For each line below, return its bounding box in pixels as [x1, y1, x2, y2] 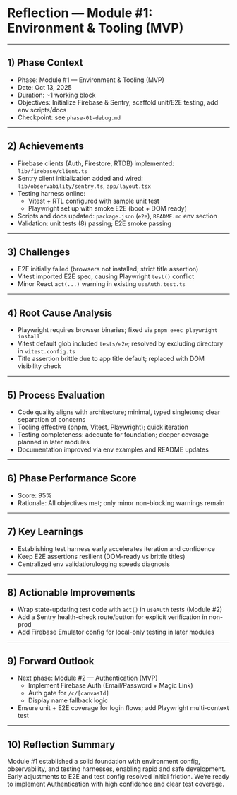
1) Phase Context [7, 57, 83, 69]
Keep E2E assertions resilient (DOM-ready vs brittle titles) [17, 552, 186, 560]
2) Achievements [7, 140, 85, 153]
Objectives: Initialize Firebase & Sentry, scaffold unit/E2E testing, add [17, 98, 219, 107]
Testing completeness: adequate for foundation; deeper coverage [17, 430, 209, 439]
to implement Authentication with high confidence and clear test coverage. [7, 779, 224, 789]
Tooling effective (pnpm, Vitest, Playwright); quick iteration [17, 423, 189, 431]
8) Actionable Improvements [7, 587, 135, 599]
